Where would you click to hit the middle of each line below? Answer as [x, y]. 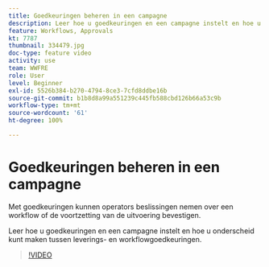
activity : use [32, 61]
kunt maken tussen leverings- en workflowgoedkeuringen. [105, 239]
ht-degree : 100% [35, 121]
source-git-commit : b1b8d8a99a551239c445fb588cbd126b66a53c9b [115, 98]
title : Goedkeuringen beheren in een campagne [88, 16]
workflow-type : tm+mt [45, 105]
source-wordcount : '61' [48, 113]
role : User [27, 76]
